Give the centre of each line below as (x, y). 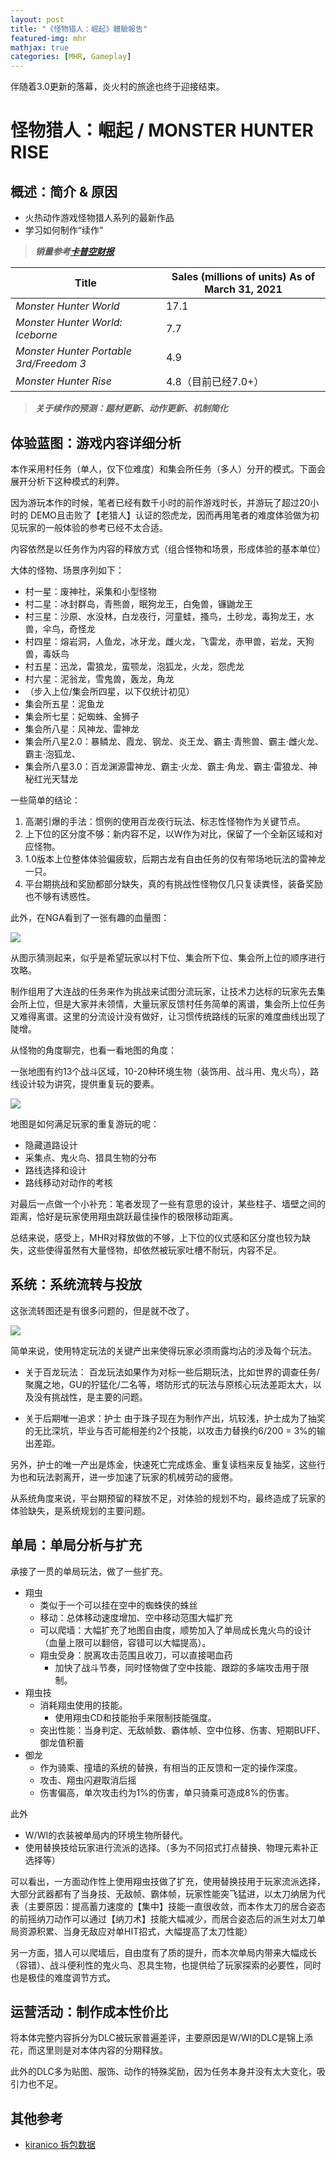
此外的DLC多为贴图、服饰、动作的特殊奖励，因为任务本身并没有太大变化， (163, 2072)
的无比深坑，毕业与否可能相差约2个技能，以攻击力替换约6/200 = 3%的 (170, 1430)
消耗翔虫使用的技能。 (83, 1705)
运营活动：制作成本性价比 (89, 2011)
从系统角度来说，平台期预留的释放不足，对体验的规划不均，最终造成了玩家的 (168, 1498)
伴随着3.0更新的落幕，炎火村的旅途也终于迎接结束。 (117, 87)
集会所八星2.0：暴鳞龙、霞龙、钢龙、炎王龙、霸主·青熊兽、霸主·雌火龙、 (174, 741)
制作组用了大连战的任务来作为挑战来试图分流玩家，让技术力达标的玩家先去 (163, 991)
